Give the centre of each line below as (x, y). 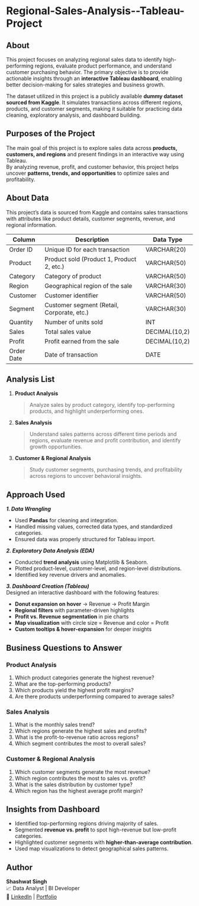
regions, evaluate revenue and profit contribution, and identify (105, 441)
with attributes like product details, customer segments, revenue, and (91, 219)
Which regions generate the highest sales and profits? (81, 731)
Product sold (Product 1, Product (90, 259)
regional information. (32, 225)
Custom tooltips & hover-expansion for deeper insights (83, 629)
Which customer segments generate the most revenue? (83, 772)
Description (92, 239)
